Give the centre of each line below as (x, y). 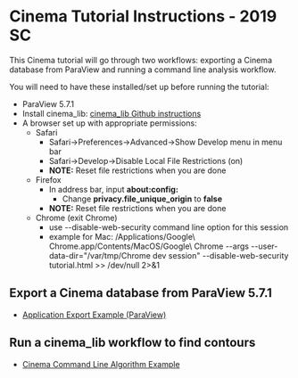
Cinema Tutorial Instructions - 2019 (143, 16)
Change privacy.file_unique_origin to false (142, 199)
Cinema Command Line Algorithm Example (101, 364)
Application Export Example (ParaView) (94, 315)
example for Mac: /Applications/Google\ (122, 236)
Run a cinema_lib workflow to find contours (132, 343)
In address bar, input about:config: (113, 189)
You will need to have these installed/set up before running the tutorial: (139, 86)
